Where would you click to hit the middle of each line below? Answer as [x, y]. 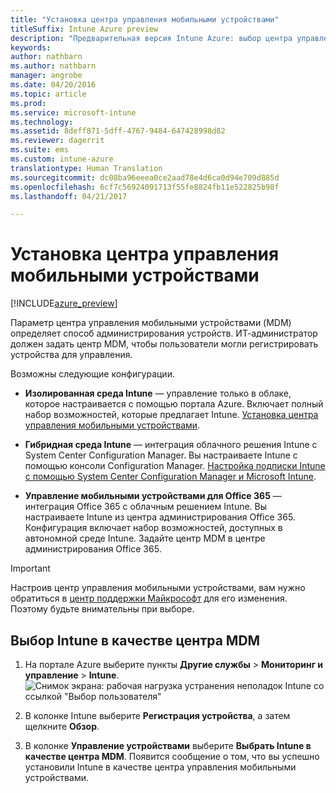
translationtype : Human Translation [86, 168]
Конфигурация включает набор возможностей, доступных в [153, 528]
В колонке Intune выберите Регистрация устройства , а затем [157, 715]
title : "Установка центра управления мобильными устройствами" [145, 19]
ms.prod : [28, 103]
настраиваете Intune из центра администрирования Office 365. [160, 517]
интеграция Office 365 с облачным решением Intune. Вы [146, 507]
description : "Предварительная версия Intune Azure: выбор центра [151, 38]
